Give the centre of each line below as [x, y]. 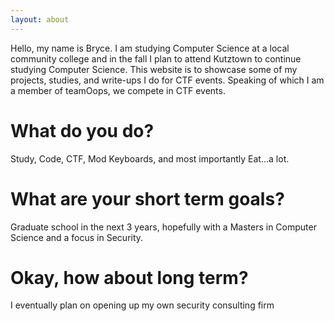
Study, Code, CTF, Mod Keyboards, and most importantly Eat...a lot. [150, 158]
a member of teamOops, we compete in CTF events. [118, 90]
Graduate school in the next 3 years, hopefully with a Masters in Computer [163, 227]
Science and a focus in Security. [77, 237]
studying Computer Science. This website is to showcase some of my [154, 69]
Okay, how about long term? [129, 277]
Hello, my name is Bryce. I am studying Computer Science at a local [150, 48]
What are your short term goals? [147, 198]
